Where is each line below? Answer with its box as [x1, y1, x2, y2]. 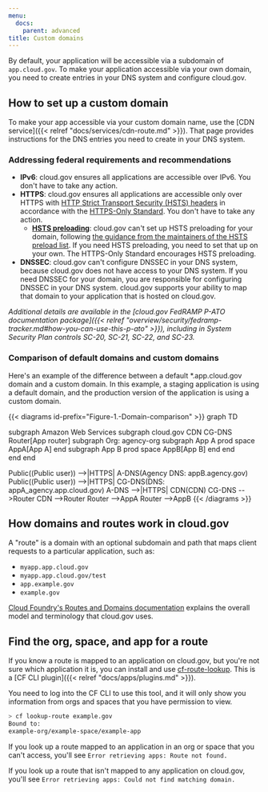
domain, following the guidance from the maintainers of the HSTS [31, 232, 248, 242]
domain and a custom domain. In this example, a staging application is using [8, 379, 260, 389]
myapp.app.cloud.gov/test [19, 572, 106, 580]
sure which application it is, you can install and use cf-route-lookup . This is [8, 665, 256, 674]
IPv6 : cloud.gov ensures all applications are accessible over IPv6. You [19, 173, 251, 182]
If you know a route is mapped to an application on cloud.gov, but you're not [8, 656, 260, 666]
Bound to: [8, 720, 42, 728]
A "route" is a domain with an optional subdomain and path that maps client [8, 538, 258, 548]
